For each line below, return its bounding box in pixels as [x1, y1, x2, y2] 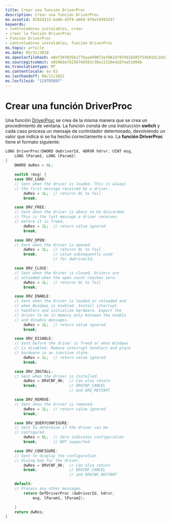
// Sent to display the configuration [14, 453, 97, 458]
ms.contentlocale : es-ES [5, 69, 58, 74]
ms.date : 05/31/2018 [5, 50, 49, 55]
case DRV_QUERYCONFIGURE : [14, 420, 70, 425]
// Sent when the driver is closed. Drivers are [14, 270, 120, 275]
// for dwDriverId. [53, 256, 95, 262]
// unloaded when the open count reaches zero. [14, 275, 117, 280]
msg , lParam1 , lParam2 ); [32, 496, 85, 501]
